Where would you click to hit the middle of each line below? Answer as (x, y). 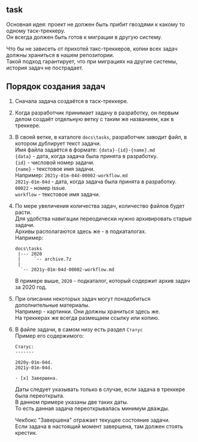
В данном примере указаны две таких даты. (71, 402)
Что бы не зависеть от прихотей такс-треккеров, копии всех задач (92, 49)
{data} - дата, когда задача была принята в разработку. (86, 156)
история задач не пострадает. (45, 68)
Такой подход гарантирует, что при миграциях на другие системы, (92, 61)
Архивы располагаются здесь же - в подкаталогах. (80, 231)
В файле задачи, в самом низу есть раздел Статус (79, 329)
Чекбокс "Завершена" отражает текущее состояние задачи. (92, 420)
